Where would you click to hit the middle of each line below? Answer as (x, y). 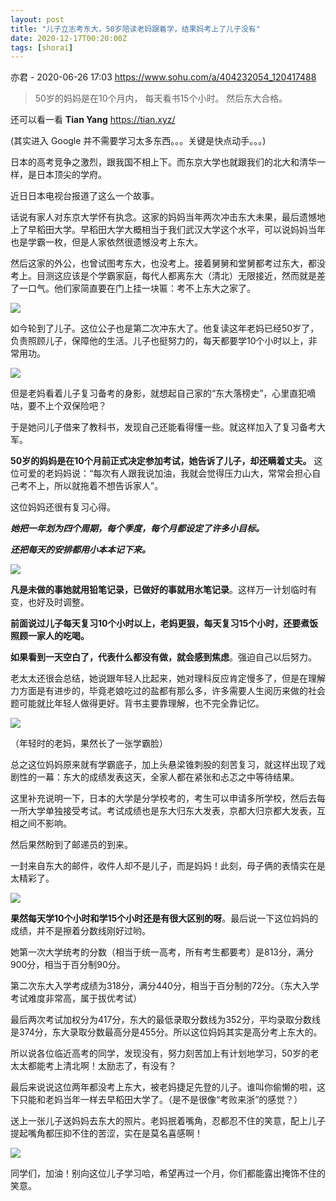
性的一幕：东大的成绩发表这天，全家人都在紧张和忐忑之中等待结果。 (159, 777)
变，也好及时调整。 (50, 602)
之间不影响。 (45, 823)
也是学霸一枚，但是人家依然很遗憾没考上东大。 (106, 242)
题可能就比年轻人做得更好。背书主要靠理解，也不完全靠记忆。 (137, 703)
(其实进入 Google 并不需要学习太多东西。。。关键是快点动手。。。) (138, 141)
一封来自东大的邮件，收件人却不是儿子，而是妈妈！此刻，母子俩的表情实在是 (168, 866)
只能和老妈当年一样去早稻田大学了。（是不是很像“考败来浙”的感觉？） (160, 1100)
